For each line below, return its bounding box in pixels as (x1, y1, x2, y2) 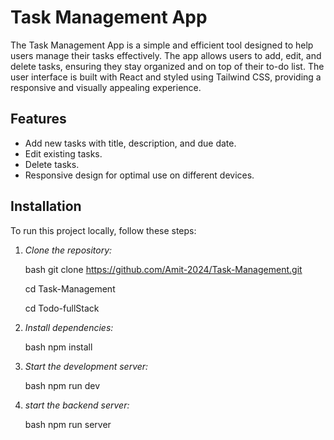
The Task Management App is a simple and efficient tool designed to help (10, 39, 314, 51)
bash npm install (24, 341, 93, 353)
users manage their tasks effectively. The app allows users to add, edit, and (10, 49, 322, 61)
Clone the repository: (24, 244, 113, 256)
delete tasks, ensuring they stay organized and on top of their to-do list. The (10, 60, 325, 72)
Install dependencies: (24, 321, 114, 333)
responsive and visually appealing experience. (10, 81, 202, 93)
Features (10, 111, 67, 128)
